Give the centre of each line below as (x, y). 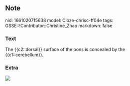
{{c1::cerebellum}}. (24, 55)
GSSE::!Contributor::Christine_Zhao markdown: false (59, 25)
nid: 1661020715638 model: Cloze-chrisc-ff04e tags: (59, 20)
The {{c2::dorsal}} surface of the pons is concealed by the (65, 49)
